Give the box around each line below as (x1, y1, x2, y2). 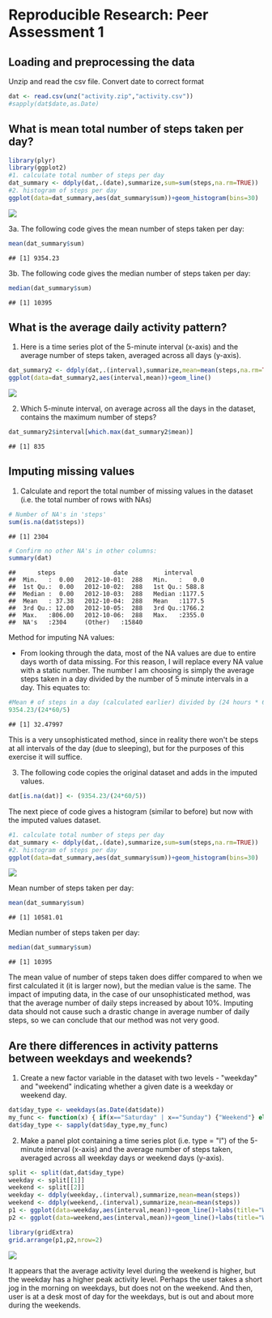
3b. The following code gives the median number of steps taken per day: (8, 268, 251, 278)
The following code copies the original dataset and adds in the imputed (19, 768, 257, 778)
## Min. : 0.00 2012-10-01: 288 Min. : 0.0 (8, 576, 205, 584)
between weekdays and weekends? (8, 1051, 193, 1065)
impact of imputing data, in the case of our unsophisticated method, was (8, 990, 251, 1000)
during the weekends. (8, 1300, 81, 1310)
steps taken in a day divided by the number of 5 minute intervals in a (19, 674, 249, 684)
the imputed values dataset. (8, 815, 101, 825)
